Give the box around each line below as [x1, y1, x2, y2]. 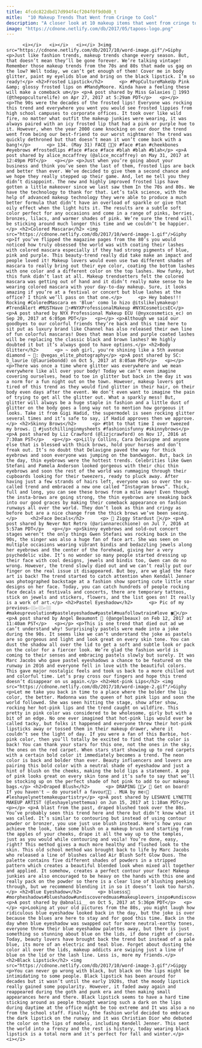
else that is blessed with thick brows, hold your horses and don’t [6, 442, 182, 448]
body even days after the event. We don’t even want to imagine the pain [6, 389, 195, 396]
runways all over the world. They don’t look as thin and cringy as [6, 505, 182, 511]
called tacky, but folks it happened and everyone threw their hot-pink [6, 721, 192, 727]
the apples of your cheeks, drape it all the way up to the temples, [6, 831, 185, 838]
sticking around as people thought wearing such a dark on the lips [6, 999, 182, 1006]
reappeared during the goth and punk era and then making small [6, 989, 171, 995]
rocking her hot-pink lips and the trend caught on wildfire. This [6, 705, 179, 711]
